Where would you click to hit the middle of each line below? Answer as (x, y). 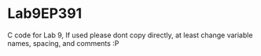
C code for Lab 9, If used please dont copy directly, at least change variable (130, 35)
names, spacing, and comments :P (63, 43)
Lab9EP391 (45, 14)
